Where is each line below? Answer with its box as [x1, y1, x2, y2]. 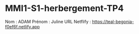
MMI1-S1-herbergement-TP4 [5, 3, 124, 14]
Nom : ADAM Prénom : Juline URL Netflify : [5, 19, 91, 24]
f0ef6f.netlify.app [5, 23, 40, 29]
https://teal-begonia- [92, 19, 134, 24]
